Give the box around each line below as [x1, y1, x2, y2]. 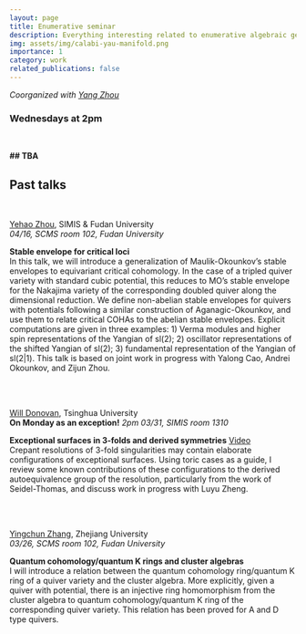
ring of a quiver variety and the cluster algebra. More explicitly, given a [9, 575, 275, 586]
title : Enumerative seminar [9, 22, 117, 31]
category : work [9, 56, 67, 65]
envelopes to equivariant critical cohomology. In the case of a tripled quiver [9, 265, 293, 276]
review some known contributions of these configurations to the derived [9, 463, 280, 474]
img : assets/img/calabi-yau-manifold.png [9, 38, 169, 48]
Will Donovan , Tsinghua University [9, 407, 138, 418]
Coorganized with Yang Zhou [9, 88, 120, 100]
